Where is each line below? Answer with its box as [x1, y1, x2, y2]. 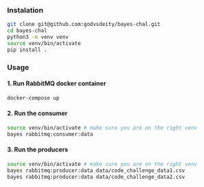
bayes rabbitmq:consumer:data [7, 130, 94, 138]
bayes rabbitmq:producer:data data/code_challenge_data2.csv [7, 173, 186, 180]
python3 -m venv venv [7, 33, 69, 41]
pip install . [7, 46, 48, 53]
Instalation [7, 5, 44, 15]
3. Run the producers [7, 145, 68, 154]
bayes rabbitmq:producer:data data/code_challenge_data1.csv [7, 167, 186, 174]
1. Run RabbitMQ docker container [7, 79, 106, 87]
